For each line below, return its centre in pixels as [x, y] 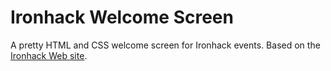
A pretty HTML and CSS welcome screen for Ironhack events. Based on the [165, 45]
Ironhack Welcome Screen [122, 17]
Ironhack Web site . [49, 55]
